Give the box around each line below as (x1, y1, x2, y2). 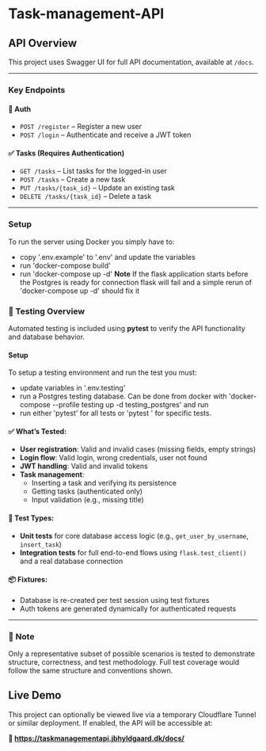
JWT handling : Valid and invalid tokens (19, 461, 148, 471)
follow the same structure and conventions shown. (8, 666, 173, 676)
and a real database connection (19, 556, 123, 566)
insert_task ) (19, 539, 62, 549)
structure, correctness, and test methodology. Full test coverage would (8, 658, 240, 667)
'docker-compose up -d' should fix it (19, 286, 140, 295)
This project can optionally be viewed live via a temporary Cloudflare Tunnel (8, 710, 256, 719)
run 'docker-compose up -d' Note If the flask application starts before (19, 269, 249, 278)
